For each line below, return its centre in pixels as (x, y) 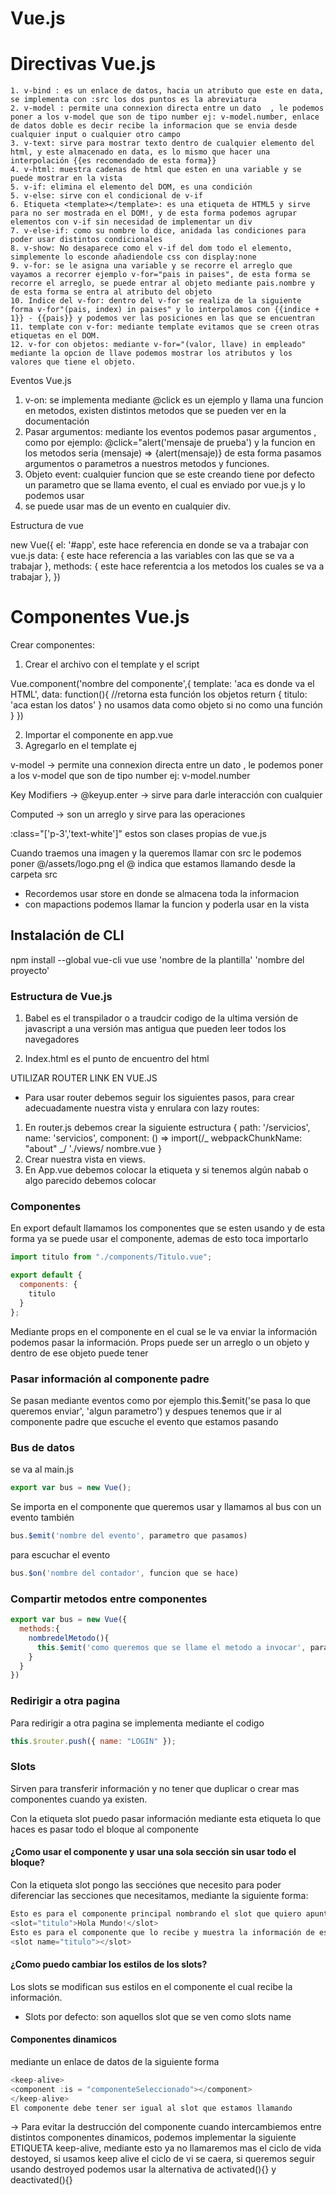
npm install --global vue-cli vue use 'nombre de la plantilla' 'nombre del (157, 959)
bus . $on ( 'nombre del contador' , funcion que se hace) (125, 1573)
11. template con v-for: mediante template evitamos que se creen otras (165, 327)
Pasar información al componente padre (110, 1379)
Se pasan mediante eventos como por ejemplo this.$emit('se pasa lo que (161, 1401)
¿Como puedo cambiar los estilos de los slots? (109, 1964)
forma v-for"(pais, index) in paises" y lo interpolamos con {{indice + (165, 310)
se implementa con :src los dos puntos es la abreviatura (133, 100)
